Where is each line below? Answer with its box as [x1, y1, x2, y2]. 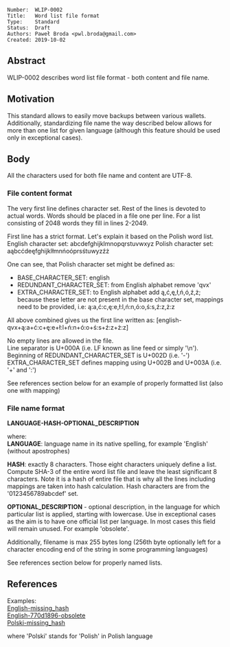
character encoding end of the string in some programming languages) [7, 545, 208, 554]
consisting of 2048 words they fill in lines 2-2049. [7, 218, 148, 227]
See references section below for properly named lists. [7, 558, 163, 567]
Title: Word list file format [7, 12, 100, 19]
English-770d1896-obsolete [7, 611, 86, 620]
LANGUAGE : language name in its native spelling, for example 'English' [7, 440, 208, 448]
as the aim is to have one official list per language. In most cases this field [7, 517, 216, 525]
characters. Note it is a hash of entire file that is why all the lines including [7, 475, 216, 484]
